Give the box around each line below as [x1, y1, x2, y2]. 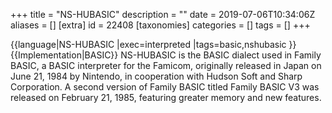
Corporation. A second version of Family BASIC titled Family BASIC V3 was [10, 81, 320, 93]
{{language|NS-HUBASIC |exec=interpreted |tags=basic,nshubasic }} [10, 39, 297, 50]
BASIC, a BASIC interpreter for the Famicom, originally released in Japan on [10, 60, 322, 71]
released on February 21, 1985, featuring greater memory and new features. [10, 92, 322, 103]
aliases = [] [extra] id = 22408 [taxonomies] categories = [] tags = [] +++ [10, 19, 311, 31]
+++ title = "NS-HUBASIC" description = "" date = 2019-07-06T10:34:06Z [10, 9, 316, 20]
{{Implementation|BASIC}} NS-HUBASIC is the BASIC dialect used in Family [10, 49, 322, 61]
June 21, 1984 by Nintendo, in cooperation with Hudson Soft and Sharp [10, 70, 303, 82]
